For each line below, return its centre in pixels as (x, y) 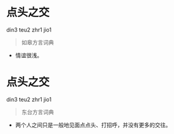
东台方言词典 (37, 112)
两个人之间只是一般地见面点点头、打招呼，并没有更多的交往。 (93, 125)
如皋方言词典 (37, 42)
